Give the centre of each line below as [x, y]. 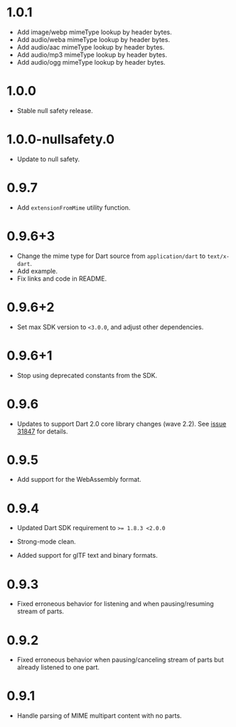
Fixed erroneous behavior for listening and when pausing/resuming [115, 604]
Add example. [37, 271]
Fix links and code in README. [62, 279]
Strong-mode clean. [46, 542]
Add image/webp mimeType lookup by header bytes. [94, 32]
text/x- [219, 257]
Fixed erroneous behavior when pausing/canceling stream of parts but [120, 660]
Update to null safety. [48, 159]
